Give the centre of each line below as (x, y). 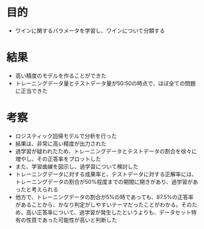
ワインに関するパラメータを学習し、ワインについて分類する (90, 31)
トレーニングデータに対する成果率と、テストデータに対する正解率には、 (106, 174)
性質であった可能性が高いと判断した (71, 220)
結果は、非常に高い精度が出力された (61, 144)
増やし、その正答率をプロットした (58, 159)
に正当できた (31, 91)
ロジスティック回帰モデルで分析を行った (66, 136)
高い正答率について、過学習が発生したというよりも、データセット (108, 212)
